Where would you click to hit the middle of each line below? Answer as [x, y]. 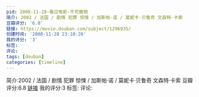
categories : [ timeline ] [36, 62]
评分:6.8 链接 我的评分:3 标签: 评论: [50, 87]
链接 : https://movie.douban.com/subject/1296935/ [69, 29]
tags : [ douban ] [25, 57]
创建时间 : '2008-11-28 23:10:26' [46, 34]
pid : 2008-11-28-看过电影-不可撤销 [47, 12]
